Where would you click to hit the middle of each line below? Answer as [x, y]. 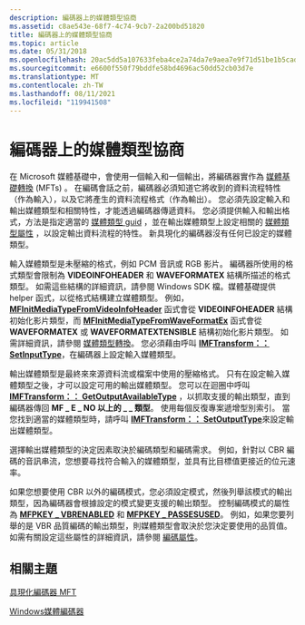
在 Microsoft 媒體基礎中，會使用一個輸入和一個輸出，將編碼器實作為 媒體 [146, 177]
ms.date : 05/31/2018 [49, 52]
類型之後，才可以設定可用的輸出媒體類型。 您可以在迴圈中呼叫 [133, 386]
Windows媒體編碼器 [47, 611]
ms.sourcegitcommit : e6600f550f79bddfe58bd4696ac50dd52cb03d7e [132, 69]
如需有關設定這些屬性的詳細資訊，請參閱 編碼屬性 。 [106, 537]
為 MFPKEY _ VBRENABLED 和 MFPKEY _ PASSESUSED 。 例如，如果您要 [148, 514]
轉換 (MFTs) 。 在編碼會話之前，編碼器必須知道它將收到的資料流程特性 [149, 188]
